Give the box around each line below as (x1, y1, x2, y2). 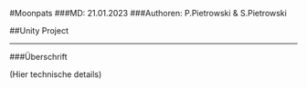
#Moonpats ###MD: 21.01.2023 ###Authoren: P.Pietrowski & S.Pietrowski (9, 8, 288, 18)
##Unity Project (9, 25, 69, 35)
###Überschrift (9, 52, 68, 62)
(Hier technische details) (9, 69, 102, 80)
